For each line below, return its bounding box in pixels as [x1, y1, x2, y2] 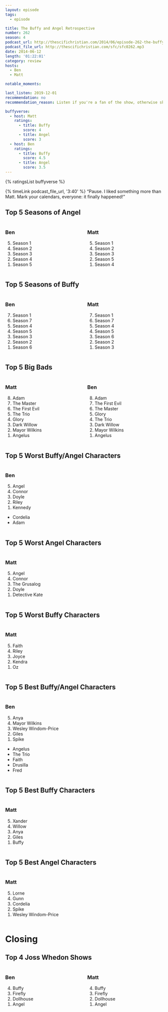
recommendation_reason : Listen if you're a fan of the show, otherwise [5, 100, 157, 105]
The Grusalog [12, 581, 41, 587]
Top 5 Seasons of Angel [5, 208, 81, 217]
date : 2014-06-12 [5, 49, 41, 54]
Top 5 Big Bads [5, 363, 52, 372]
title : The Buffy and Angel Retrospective [5, 26, 95, 31]
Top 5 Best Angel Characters [5, 858, 96, 867]
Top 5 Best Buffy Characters [5, 786, 95, 795]
